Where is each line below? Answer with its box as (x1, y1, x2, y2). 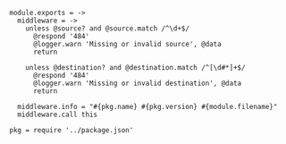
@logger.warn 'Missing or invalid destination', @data (32, 79, 242, 88)
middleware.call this (17, 110, 98, 119)
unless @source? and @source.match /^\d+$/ (25, 24, 190, 33)
